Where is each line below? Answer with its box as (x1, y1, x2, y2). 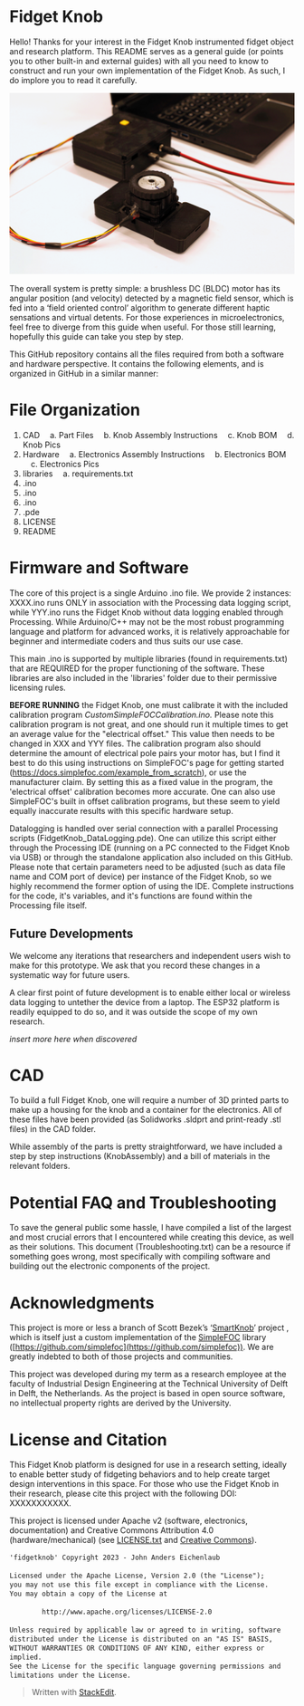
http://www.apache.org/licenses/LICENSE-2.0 (42, 1607, 213, 1617)
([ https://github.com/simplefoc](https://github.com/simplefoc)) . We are (9, 1342, 274, 1353)
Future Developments (9, 926, 134, 942)
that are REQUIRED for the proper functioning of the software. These (9, 663, 265, 674)
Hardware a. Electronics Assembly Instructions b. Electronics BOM (22, 448, 287, 459)
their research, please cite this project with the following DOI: (9, 1488, 237, 1500)
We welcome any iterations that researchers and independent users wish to (9, 950, 291, 961)
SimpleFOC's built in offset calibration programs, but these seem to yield (9, 795, 280, 807)
